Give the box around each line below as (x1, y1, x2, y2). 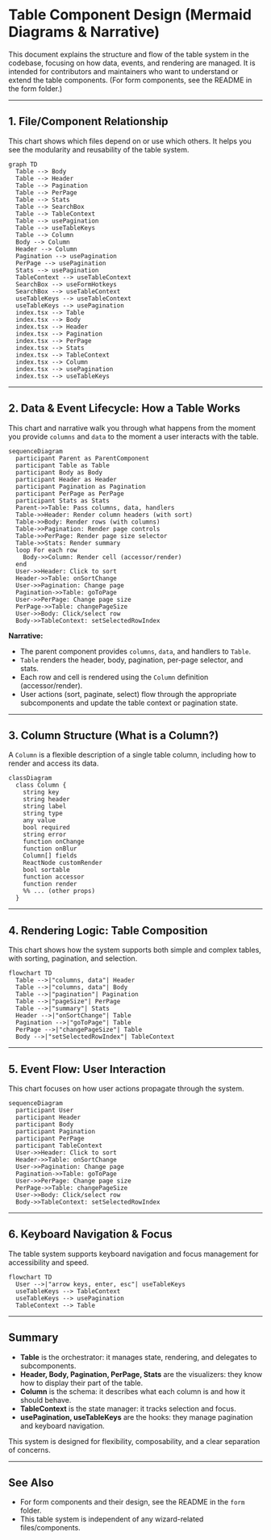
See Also (8, 1476, 54, 1490)
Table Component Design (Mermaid (8, 6, 252, 24)
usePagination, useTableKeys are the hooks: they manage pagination (19, 1412, 253, 1421)
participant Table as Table (15, 461, 110, 470)
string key (23, 788, 60, 796)
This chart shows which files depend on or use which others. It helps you (8, 136, 252, 146)
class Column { (15, 781, 67, 790)
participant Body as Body (15, 468, 103, 477)
